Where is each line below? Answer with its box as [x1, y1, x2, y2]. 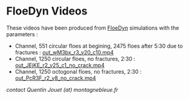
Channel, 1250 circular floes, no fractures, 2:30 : [14, 55, 136, 62]
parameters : [6, 30, 38, 37]
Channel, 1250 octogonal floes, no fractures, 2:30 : [14, 68, 142, 75]
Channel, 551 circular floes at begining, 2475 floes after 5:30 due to [14, 42, 183, 49]
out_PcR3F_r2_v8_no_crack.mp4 [14, 74, 97, 81]
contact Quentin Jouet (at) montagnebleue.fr [6, 86, 119, 93]
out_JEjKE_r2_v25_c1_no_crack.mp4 [14, 62, 104, 69]
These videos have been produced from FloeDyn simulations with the [6, 24, 179, 31]
